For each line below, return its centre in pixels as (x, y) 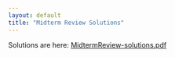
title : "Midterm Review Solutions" (66, 23)
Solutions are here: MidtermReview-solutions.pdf (87, 45)
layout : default (35, 15)
